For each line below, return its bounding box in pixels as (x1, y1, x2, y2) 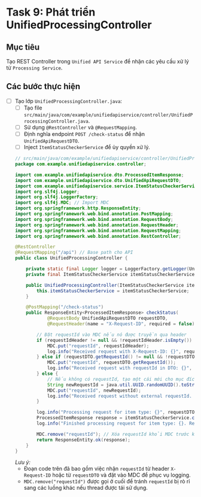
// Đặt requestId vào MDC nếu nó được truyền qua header (36, 332, 187, 338)
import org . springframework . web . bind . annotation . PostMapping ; (14, 211, 173, 217)
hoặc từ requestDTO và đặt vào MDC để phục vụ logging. (52, 471, 191, 478)
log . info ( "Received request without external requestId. (47, 393, 193, 399)
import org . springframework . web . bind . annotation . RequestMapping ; (14, 228, 181, 234)
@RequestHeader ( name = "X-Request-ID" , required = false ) (47, 321, 195, 327)
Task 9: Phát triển (6, 5, 96, 19)
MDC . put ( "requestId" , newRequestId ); (47, 387, 142, 393)
